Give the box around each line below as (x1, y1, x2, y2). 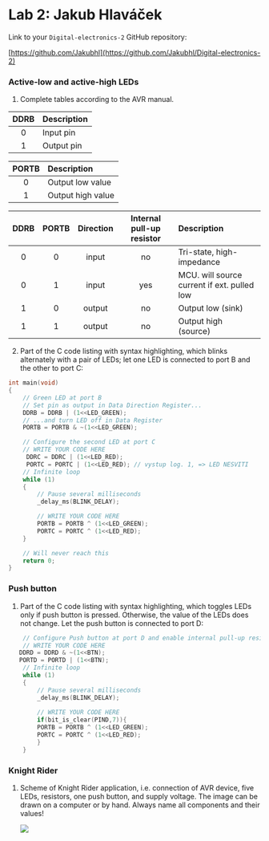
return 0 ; (22, 556, 56, 565)
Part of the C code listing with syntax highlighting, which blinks (19, 347, 228, 356)
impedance (178, 257, 221, 268)
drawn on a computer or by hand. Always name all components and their (19, 800, 260, 810)
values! (19, 808, 44, 818)
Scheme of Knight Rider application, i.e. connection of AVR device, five (19, 782, 255, 792)
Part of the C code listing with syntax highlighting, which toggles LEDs (19, 601, 252, 611)
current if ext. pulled (178, 279, 255, 290)
